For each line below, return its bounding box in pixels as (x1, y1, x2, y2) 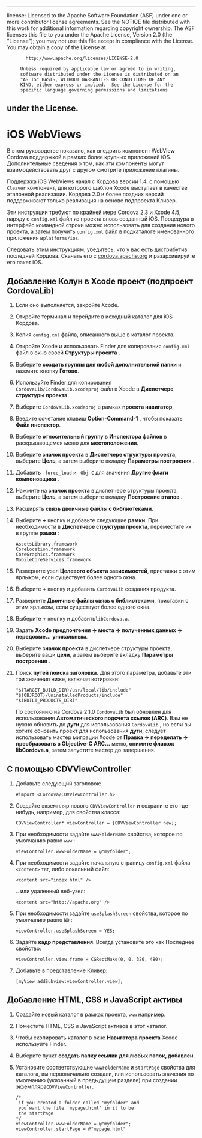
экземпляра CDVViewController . (15, 1083, 94, 1090)
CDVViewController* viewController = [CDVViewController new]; (15, 820, 177, 826)
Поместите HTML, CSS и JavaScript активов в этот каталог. (15, 1022, 168, 1029)
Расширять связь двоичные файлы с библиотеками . (15, 505, 153, 513)
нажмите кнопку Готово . (15, 367, 80, 374)
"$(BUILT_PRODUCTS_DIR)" (15, 698, 78, 704)
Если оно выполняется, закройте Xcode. (15, 302, 119, 309)
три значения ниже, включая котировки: (15, 675, 120, 683)
